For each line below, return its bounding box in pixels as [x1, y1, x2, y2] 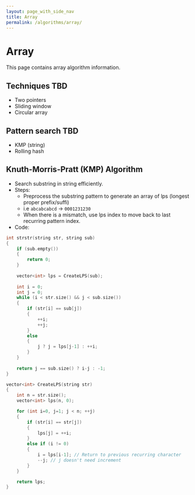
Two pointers [14, 97, 47, 104]
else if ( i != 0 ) [27, 441, 69, 447]
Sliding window [14, 103, 51, 110]
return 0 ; [27, 257, 51, 263]
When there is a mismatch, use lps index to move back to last [23, 211, 171, 218]
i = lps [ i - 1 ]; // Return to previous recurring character [37, 452, 182, 458]
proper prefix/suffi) [23, 198, 69, 205]
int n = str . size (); [16, 393, 67, 398]
